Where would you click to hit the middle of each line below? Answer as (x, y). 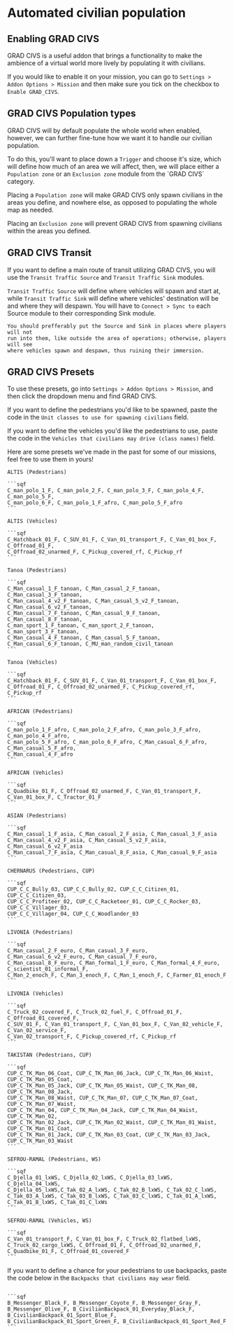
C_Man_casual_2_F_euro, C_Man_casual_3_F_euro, (78, 951)
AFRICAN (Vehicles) (36, 773)
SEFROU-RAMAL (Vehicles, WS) (50, 1221)
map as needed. (30, 210)
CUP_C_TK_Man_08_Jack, (40, 1092)
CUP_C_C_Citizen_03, (37, 895)
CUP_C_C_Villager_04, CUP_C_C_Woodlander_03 (73, 914)
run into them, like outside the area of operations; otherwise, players (117, 338)
